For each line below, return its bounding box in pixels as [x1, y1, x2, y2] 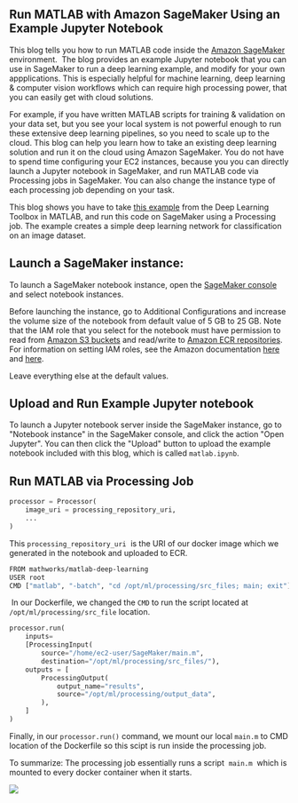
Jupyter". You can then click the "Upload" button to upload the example [9, 439, 271, 449]
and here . [9, 353, 44, 363]
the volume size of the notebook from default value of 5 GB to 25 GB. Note [9, 315, 282, 326]
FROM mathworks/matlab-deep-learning [9, 564, 149, 574]
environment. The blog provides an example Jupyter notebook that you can [9, 53, 286, 65]
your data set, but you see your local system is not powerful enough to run [9, 118, 282, 129]
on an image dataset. [9, 230, 86, 241]
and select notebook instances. [9, 289, 124, 299]
